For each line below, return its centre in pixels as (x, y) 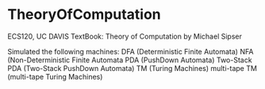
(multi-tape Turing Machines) (55, 76)
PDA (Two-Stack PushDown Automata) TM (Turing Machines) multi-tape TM (132, 68)
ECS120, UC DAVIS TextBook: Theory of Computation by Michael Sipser (125, 36)
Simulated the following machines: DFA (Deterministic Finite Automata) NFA (131, 51)
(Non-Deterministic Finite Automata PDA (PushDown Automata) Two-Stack (130, 60)
